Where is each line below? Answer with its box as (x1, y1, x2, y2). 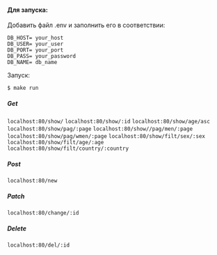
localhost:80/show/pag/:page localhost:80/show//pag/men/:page (7, 125, 193, 132)
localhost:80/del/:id (7, 242, 70, 249)
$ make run (7, 84, 39, 92)
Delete (7, 224, 26, 233)
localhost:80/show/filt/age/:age (7, 139, 104, 146)
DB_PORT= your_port (7, 47, 64, 54)
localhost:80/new (7, 178, 58, 185)
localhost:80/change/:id (7, 210, 79, 217)
